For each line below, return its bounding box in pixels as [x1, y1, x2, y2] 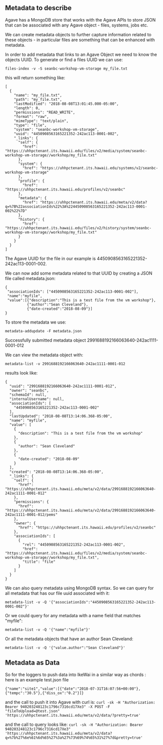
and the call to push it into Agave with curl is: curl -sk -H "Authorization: [5, 699, 156, 705]
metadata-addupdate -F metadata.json [5, 328, 82, 333]
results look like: [5, 370, 38, 376]
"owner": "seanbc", [9, 388, 49, 393]
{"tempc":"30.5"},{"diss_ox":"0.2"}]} [5, 690, 84, 696]
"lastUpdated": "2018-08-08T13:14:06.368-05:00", [9, 414, 112, 419]
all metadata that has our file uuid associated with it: [5, 590, 110, 596]
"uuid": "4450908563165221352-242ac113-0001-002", [14, 131, 119, 136]
